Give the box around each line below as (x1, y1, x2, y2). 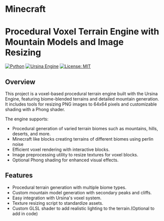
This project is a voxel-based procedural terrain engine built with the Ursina (5, 90, 158, 97)
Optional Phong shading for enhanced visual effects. (12, 157, 119, 163)
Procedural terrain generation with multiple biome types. (12, 184, 127, 190)
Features (5, 171, 33, 180)
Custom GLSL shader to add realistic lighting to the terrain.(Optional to (12, 205, 155, 211)
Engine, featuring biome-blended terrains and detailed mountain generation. (5, 96, 160, 102)
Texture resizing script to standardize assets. (12, 200, 104, 206)
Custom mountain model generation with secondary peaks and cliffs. (12, 189, 152, 195)
